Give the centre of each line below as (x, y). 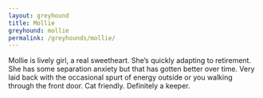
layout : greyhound (39, 16)
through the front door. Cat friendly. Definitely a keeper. (99, 86)
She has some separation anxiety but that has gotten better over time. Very (131, 69)
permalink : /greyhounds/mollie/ (62, 38)
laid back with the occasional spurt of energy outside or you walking (120, 77)
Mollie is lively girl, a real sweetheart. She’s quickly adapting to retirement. (130, 61)
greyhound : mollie (39, 30)
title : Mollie (32, 23)
